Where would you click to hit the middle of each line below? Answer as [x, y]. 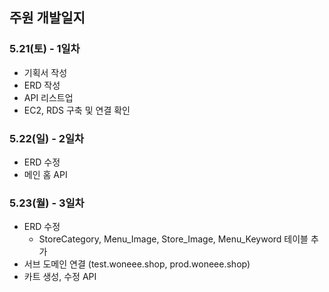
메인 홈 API [45, 174]
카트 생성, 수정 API [60, 277]
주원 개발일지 [47, 18]
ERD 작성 [42, 85]
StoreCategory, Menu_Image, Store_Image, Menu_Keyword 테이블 [173, 239]
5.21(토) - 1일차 [45, 49]
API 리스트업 [48, 97]
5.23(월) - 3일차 [47, 203]
